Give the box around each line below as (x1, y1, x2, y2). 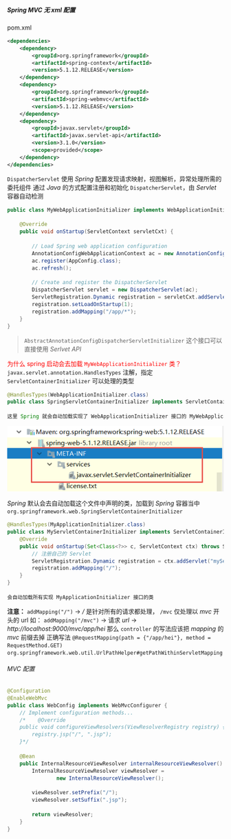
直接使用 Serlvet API (23, 345, 82, 353)
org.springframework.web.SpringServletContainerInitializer (7, 508, 184, 516)
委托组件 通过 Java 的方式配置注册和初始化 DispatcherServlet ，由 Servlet (7, 183, 217, 192)
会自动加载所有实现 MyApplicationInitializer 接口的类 (7, 594, 154, 600)
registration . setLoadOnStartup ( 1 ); (32, 301, 134, 308)
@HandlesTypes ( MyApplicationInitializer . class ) (7, 521, 146, 528)
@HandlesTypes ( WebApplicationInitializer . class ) (7, 391, 149, 398)
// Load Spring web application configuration (32, 243, 168, 250)
